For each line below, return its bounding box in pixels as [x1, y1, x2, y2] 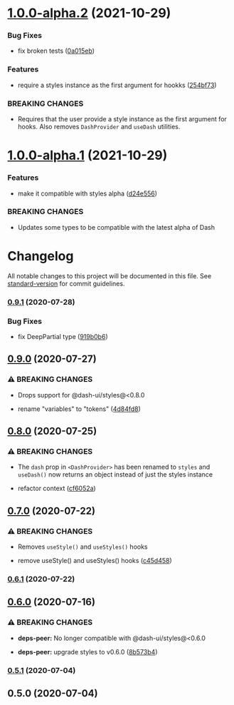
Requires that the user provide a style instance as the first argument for [17, 115, 228, 123]
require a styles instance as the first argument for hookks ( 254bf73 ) [17, 81, 217, 89]
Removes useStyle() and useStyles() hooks [17, 542, 148, 551]
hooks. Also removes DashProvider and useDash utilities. [17, 123, 181, 131]
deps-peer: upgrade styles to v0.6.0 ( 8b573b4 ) [17, 647, 158, 656]
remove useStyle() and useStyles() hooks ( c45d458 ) [17, 557, 172, 565]
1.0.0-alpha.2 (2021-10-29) [7, 5, 171, 21]
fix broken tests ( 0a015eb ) [17, 46, 95, 55]
